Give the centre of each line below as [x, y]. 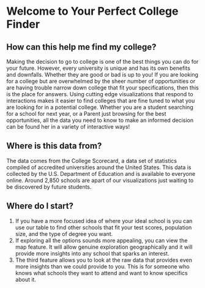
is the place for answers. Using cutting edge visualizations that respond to [100, 94]
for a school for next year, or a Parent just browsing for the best [86, 114]
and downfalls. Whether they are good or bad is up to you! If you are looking [102, 74]
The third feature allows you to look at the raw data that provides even [104, 260]
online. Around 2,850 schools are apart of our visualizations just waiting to [100, 180]
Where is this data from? [54, 146]
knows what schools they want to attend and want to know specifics [101, 273]
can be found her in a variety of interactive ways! [68, 127]
